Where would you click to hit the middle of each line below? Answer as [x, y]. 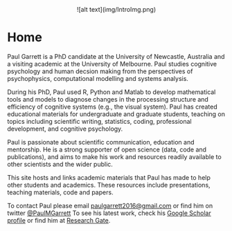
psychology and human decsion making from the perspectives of [100, 71]
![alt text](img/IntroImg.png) [116, 9]
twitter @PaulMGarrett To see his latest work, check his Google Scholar [109, 213]
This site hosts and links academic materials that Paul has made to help [109, 177]
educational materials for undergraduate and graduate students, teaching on [116, 114]
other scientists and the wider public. [60, 164]
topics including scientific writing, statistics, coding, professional [99, 121]
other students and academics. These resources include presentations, [109, 185]
